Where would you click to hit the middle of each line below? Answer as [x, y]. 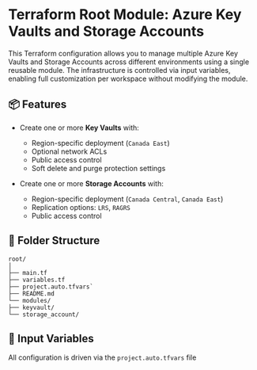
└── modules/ [30, 300]
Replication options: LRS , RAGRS [81, 207]
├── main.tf [28, 273]
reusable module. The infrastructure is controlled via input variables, [119, 70]
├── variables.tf [37, 280]
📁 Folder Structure [54, 240]
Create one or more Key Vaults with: [79, 128]
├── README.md [32, 294]
